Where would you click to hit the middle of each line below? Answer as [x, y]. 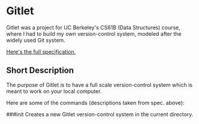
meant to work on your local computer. [54, 91]
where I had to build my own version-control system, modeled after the [94, 33]
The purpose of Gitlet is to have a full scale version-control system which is [99, 85]
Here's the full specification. [41, 51]
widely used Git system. [36, 40]
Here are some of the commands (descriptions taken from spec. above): [95, 103]
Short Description [40, 71]
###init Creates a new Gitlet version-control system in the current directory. [100, 114]
